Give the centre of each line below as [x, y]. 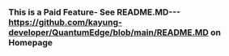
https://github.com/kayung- [66, 22]
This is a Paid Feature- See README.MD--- [94, 12]
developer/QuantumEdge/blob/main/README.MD [108, 32]
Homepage [30, 42]
